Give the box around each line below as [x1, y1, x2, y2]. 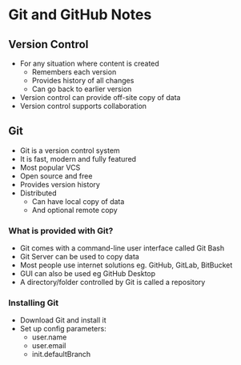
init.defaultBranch [31, 350, 91, 359]
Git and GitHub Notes [8, 6, 152, 24]
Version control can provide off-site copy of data [19, 93, 181, 102]
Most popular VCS [19, 162, 81, 172]
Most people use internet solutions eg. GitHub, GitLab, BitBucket [19, 260, 233, 270]
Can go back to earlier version [31, 84, 132, 94]
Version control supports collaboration [19, 102, 147, 110]
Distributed [19, 188, 58, 198]
